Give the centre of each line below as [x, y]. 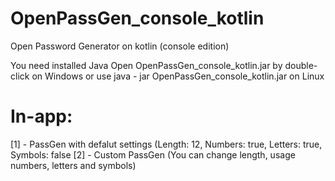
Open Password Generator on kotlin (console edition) [120, 46]
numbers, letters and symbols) [73, 165]
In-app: [41, 116]
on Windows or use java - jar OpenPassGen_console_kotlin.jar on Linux [178, 76]
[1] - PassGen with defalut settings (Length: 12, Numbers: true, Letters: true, [166, 144]
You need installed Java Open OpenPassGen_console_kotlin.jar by [146, 65]
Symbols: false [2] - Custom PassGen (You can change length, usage [153, 154]
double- [301, 65]
